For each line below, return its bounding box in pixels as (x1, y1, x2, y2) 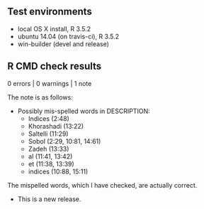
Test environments (7, 6, 92, 18)
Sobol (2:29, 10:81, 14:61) (28, 136, 101, 145)
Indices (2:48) (28, 114, 69, 123)
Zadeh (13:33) (28, 144, 69, 153)
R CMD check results (7, 60, 102, 73)
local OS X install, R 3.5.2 (17, 24, 91, 33)
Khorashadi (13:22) (28, 122, 84, 130)
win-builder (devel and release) (17, 39, 110, 48)
